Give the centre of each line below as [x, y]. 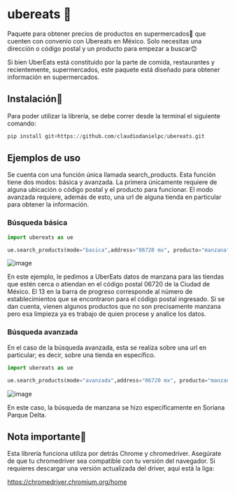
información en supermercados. [54, 77]
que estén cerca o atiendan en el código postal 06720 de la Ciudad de [109, 284]
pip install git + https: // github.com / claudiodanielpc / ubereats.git [106, 136]
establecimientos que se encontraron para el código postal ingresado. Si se [116, 299]
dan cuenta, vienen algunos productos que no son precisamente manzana [114, 307]
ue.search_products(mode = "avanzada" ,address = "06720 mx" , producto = [108, 380]
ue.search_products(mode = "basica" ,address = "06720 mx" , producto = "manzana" [119, 250]
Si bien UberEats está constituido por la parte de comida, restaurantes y [111, 62]
